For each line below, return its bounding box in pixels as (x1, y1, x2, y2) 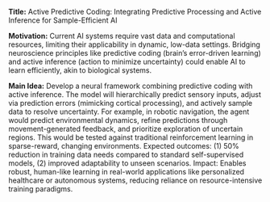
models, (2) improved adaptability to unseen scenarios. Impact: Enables (8, 158, 247, 168)
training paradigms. (8, 184, 73, 193)
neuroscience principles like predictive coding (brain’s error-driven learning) (8, 48, 262, 57)
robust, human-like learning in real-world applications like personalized (8, 167, 244, 176)
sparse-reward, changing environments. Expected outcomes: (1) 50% (8, 141, 239, 150)
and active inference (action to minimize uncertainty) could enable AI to (8, 57, 246, 66)
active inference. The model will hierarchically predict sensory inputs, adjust (8, 90, 262, 99)
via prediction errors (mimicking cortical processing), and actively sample (8, 99, 252, 107)
